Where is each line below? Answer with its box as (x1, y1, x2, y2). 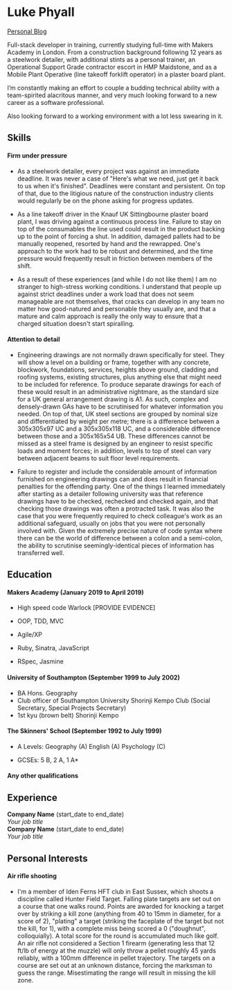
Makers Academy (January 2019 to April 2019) (7, 588, 144, 596)
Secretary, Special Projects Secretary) (17, 703, 127, 712)
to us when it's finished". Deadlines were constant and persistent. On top (17, 181, 226, 190)
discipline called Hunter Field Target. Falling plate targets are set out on (17, 894, 221, 903)
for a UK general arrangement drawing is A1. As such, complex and (17, 395, 209, 403)
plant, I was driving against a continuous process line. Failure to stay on (17, 217, 222, 226)
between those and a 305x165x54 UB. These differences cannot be (17, 431, 211, 440)
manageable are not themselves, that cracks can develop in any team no (17, 297, 225, 306)
